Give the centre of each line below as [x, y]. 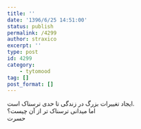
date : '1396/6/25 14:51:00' [47, 20]
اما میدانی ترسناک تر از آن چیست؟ [52, 111]
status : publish [30, 26]
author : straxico [32, 39]
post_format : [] [30, 84]
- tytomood [35, 71]
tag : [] [18, 78]
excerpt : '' [24, 46]
